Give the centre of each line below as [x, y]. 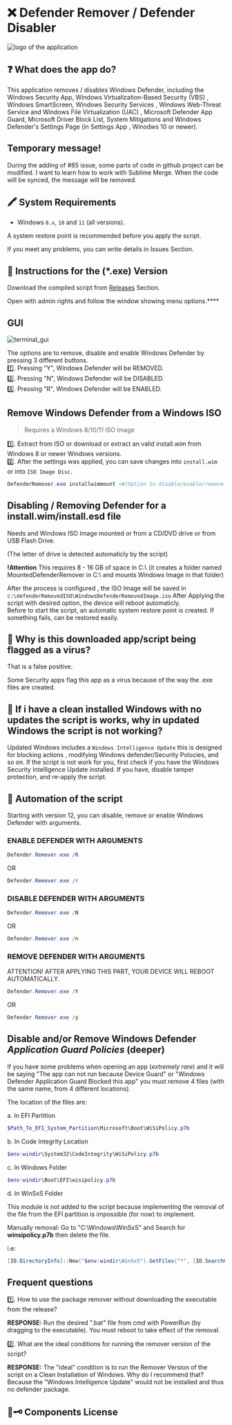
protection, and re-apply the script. [57, 777]
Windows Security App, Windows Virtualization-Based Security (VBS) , [108, 97]
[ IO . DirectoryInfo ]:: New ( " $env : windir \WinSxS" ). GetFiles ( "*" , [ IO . [106, 1261]
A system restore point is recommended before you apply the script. [104, 236]
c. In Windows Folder [37, 1167]
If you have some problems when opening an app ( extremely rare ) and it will [116, 1067]
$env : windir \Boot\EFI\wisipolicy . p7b [61, 1180]
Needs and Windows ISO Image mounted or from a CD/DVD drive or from [112, 533]
